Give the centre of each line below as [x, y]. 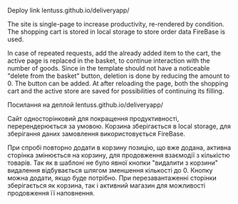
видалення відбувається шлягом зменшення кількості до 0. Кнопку [110, 170]
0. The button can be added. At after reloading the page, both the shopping [118, 83]
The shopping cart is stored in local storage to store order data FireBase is [117, 32]
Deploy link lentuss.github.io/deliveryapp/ [68, 10]
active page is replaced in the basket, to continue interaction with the [109, 61]
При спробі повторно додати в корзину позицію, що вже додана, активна [119, 148]
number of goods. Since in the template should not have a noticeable [109, 68]
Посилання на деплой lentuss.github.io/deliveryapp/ [86, 105]
